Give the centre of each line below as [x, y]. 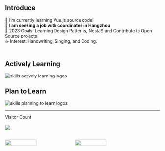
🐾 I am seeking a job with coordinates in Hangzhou [58, 25]
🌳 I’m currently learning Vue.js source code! [50, 20]
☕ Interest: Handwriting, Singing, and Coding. [51, 41]
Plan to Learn [26, 92]
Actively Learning [33, 64]
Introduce [20, 8]
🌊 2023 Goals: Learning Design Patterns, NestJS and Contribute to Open [79, 30]
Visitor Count [18, 117]
